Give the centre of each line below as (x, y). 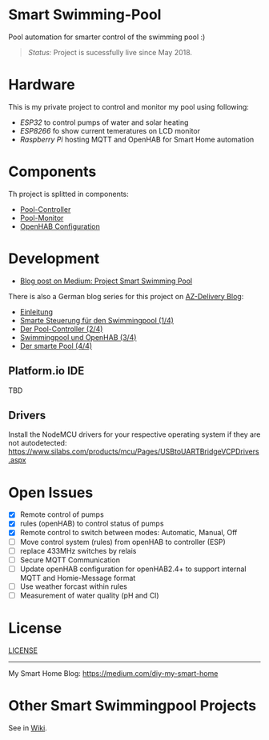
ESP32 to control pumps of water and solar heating (104, 122)
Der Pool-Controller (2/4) (61, 329)
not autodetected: (38, 443)
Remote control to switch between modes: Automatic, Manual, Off (128, 533)
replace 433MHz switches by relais (78, 550)
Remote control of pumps (62, 514)
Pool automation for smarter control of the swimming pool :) (107, 37)
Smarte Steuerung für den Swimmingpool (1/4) (97, 320)
